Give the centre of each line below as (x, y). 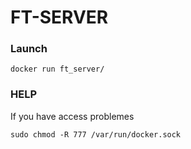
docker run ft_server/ (57, 69)
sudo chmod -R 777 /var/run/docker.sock (96, 134)
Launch (29, 49)
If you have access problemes (72, 116)
